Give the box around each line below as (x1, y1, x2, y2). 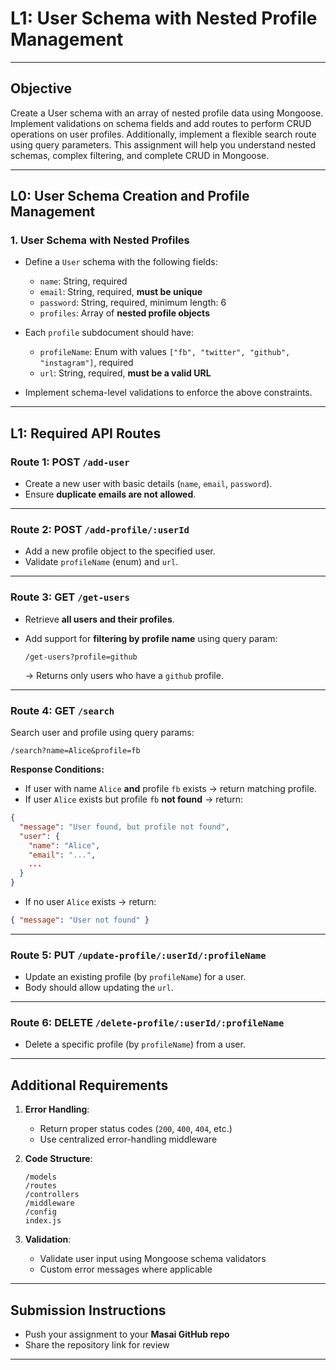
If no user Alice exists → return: (24, 896, 157, 908)
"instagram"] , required (39, 357, 134, 369)
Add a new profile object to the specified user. (24, 545, 216, 557)
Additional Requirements (10, 1077, 169, 1094)
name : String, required (39, 275, 128, 287)
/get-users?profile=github (24, 652, 138, 662)
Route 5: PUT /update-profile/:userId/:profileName (10, 948, 267, 962)
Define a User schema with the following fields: (24, 256, 218, 268)
